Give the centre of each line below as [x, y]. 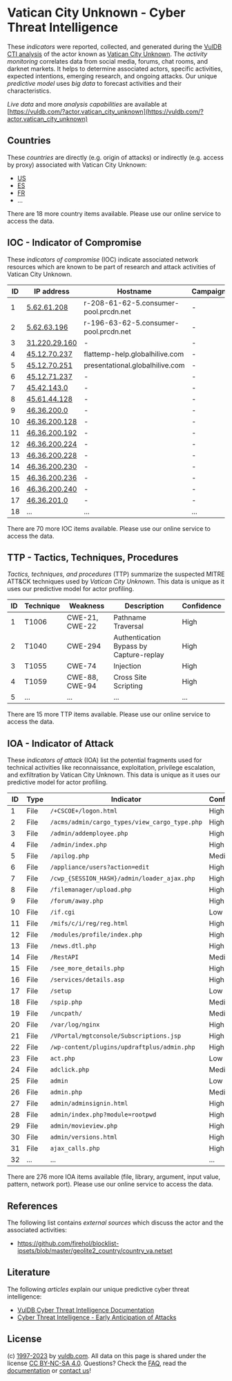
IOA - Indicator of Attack [60, 743]
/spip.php [66, 1002]
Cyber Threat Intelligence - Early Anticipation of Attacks [97, 1317]
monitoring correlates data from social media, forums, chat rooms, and [108, 61]
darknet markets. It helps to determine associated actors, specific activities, [115, 69]
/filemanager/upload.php [91, 890]
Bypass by [130, 647]
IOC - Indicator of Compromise [74, 243]
